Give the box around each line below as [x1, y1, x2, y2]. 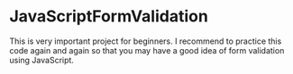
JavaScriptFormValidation [9, 6, 209, 27]
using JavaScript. [9, 54, 75, 65]
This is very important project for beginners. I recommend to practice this [9, 36, 282, 46]
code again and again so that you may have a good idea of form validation [9, 45, 285, 55]
